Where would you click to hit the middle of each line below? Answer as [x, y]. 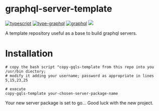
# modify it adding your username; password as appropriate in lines [80, 76]
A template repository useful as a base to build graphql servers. [71, 33]
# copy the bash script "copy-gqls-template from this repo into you [80, 67]
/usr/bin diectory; [26, 71]
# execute [16, 89]
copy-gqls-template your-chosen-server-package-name [62, 93]
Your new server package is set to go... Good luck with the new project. [79, 103]
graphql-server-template [59, 9]
